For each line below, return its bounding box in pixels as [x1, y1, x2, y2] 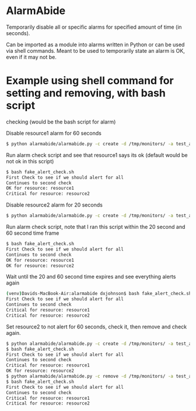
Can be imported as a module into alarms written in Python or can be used [6, 41, 185, 48]
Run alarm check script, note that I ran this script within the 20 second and [6, 224, 185, 230]
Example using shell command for [6, 74, 174, 87]
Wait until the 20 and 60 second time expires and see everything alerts [6, 273, 176, 280]
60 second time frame [6, 230, 60, 237]
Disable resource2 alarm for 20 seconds [6, 201, 103, 208]
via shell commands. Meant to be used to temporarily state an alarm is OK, [6, 47, 185, 54]
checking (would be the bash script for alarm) [6, 118, 116, 125]
